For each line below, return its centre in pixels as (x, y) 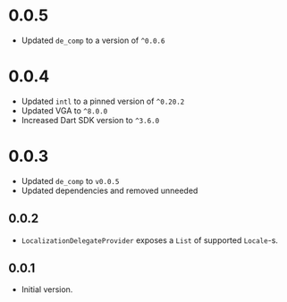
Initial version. (47, 289)
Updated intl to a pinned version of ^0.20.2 (103, 101)
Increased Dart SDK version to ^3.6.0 (90, 120)
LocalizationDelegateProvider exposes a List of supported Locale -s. (150, 240)
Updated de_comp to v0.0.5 (70, 180)
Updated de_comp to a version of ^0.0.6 (93, 40)
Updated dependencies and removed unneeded (110, 190)
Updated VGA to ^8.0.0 (64, 110)
